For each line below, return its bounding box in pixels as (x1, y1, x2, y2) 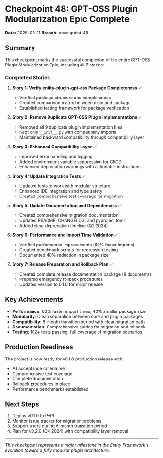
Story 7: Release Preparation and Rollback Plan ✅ (12, 262, 114, 267)
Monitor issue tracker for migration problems (12, 418, 102, 424)
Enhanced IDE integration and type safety (19, 188, 103, 194)
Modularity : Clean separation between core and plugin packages (12, 313, 143, 319)
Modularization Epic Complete (5, 14, 130, 25)
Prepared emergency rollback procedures (19, 277, 103, 282)
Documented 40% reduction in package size (19, 252, 109, 258)
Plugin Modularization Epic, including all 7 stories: (5, 62, 104, 67)
